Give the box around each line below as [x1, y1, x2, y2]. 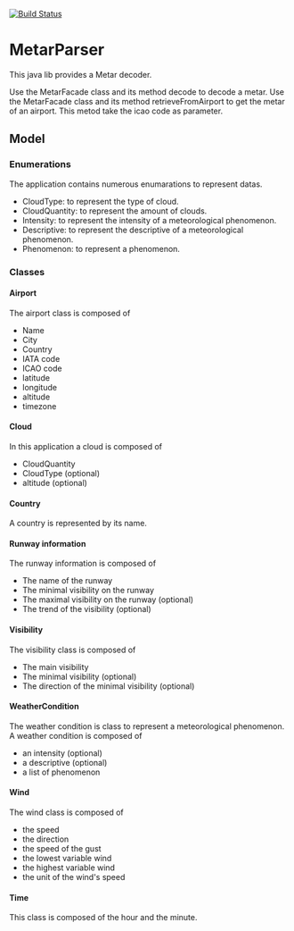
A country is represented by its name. [9, 518, 147, 529]
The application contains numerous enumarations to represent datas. [9, 179, 263, 189]
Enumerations [9, 158, 71, 171]
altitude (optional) [21, 477, 87, 488]
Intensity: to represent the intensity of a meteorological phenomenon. [21, 214, 277, 225]
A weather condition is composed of [9, 730, 143, 741]
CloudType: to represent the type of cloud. [21, 196, 180, 206]
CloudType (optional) [21, 467, 101, 478]
